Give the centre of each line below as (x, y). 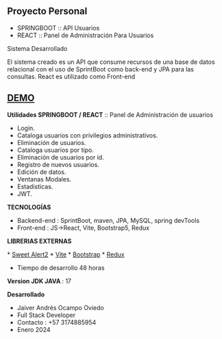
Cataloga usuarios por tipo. (56, 150)
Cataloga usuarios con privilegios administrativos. (87, 135)
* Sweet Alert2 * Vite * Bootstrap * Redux (66, 254)
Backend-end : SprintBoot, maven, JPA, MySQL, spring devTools (108, 220)
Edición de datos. (41, 172)
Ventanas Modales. (44, 179)
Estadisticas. (35, 186)
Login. (26, 128)
